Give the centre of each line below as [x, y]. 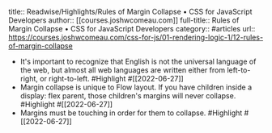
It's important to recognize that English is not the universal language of [138, 61]
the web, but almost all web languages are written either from [122, 70]
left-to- [238, 70]
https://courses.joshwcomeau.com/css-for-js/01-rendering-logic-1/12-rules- [136, 37]
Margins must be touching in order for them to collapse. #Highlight [131, 113]
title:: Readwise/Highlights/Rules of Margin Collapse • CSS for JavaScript [130, 12]
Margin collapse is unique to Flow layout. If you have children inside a [136, 87]
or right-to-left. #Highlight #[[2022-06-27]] [112, 79]
